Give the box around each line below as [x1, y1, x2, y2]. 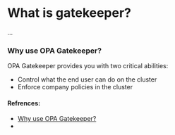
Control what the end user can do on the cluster [17, 75, 157, 84]
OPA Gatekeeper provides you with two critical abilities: [7, 62, 169, 70]
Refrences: [7, 98, 41, 107]
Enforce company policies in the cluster [17, 83, 133, 91]
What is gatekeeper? [7, 5, 132, 21]
